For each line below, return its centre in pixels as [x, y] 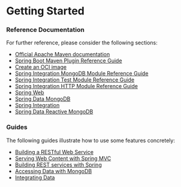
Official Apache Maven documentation [62, 55]
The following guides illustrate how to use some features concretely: [91, 140]
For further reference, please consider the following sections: [82, 43]
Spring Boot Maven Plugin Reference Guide [68, 61]
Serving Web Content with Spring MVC [63, 158]
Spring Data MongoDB [43, 99]
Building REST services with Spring [58, 165]
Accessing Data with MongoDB [53, 171]
